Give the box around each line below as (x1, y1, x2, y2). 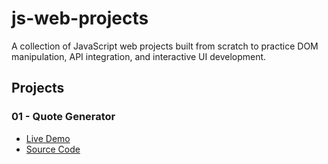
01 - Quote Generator (11, 110, 116, 124)
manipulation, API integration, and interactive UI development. (11, 50, 267, 62)
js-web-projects (11, 7, 149, 30)
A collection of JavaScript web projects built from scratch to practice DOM (11, 40, 319, 52)
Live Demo (25, 132, 71, 144)
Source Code (25, 143, 81, 155)
